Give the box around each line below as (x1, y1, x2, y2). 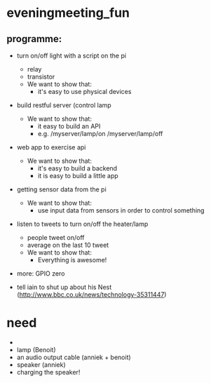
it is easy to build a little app (37, 172, 118, 180)
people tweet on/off (27, 234, 85, 241)
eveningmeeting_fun (6, 5, 130, 21)
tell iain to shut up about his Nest (16, 283, 112, 291)
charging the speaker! (16, 368, 81, 376)
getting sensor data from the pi (16, 185, 107, 194)
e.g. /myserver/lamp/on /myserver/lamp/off (37, 130, 163, 137)
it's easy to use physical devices (37, 88, 132, 95)
